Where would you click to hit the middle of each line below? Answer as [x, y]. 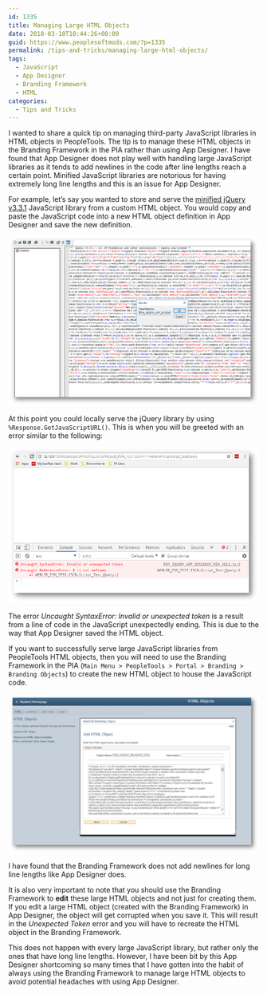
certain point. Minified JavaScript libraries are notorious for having [117, 176]
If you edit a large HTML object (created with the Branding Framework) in [128, 906]
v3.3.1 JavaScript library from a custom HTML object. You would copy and [130, 208]
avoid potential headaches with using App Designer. [94, 981]
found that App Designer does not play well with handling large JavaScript [130, 159]
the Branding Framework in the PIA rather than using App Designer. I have [130, 150]
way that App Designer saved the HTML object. [86, 633]
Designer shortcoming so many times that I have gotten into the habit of [126, 964]
